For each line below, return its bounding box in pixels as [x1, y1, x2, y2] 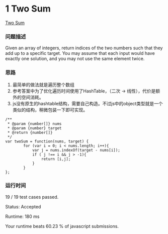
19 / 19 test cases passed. [5, 194, 59, 200]
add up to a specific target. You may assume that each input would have [5, 50, 155, 56]
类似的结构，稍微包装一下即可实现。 [12, 107, 88, 113]
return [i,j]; [41, 157, 71, 162]
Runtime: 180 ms [5, 213, 40, 219]
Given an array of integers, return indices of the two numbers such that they [5, 45, 163, 51]
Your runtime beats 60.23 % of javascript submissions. [5, 223, 119, 229]
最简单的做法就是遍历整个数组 [12, 82, 74, 88]
